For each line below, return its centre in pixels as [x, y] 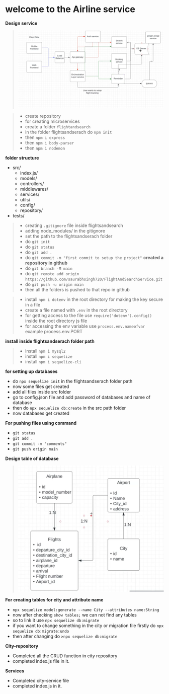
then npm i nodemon [45, 148]
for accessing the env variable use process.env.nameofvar [85, 326]
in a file [33, 305]
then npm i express [45, 137]
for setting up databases [31, 371]
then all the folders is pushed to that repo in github [77, 290]
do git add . [38, 252]
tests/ [18, 216]
